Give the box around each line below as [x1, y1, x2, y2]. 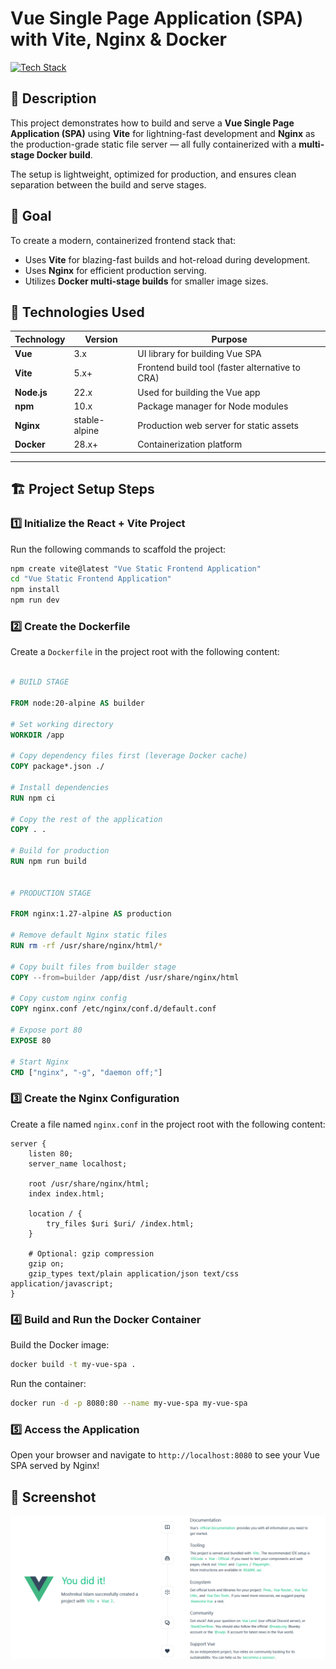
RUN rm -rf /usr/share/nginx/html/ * [10, 941, 163, 951]
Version [84, 333, 118, 345]
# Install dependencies [10, 782, 110, 792]
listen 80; [28, 1148, 74, 1159]
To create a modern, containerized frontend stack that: [10, 234, 237, 246]
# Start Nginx [10, 1057, 70, 1067]
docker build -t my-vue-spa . [10, 1360, 137, 1370]
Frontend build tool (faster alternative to [137, 362, 301, 374]
